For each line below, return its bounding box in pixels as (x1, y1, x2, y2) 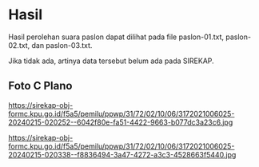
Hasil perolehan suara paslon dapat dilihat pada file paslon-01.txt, (8, 32, 225, 42)
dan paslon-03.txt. (31, 40, 93, 50)
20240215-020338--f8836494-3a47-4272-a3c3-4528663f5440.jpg (8, 149, 237, 159)
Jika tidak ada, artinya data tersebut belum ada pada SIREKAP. (8, 56, 214, 66)
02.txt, (8, 40, 30, 50)
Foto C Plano (8, 79, 73, 93)
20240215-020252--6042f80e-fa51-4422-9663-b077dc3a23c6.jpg (8, 117, 233, 127)
